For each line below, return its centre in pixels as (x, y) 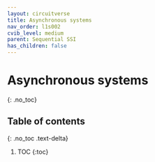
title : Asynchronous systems (50, 20)
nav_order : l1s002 (34, 26)
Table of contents (46, 121)
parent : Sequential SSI (42, 40)
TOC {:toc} (33, 152)
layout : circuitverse (39, 14)
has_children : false (37, 46)
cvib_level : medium (36, 33)
